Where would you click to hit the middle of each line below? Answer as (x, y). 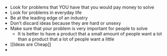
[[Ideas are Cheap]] (31, 44)
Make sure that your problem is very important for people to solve (79, 28)
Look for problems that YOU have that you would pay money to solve (82, 7)
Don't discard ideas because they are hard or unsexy (65, 23)
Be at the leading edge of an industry (49, 18)
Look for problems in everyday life (46, 12)
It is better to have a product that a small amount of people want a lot (90, 34)
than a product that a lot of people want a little (66, 39)
